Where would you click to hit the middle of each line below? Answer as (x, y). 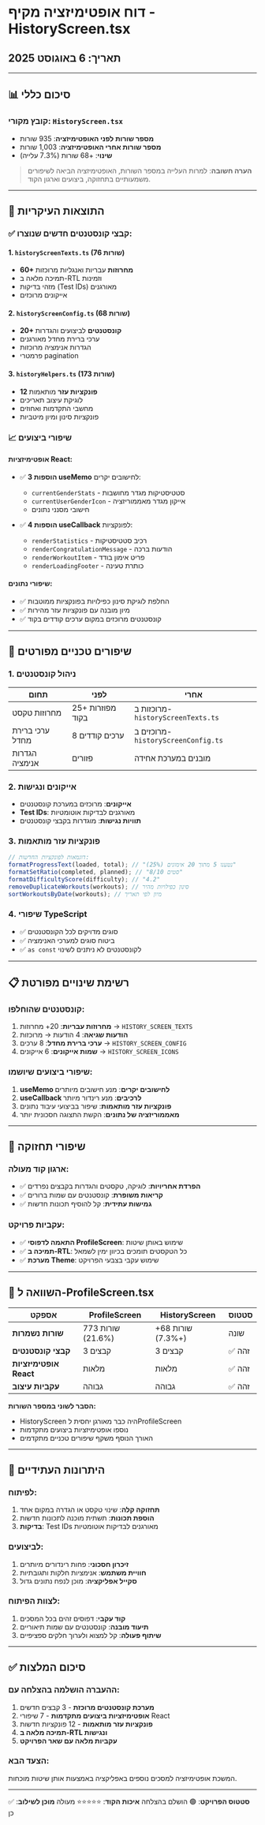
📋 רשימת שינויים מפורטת (69, 983)
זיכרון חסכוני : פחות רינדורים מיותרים (74, 1564)
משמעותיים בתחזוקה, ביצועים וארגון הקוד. (89, 179)
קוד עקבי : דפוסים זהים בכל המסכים (73, 1618)
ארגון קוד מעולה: (39, 1169)
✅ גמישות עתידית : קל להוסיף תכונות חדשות (86, 1204)
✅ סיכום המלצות (47, 1668)
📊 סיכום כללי (39, 95)
